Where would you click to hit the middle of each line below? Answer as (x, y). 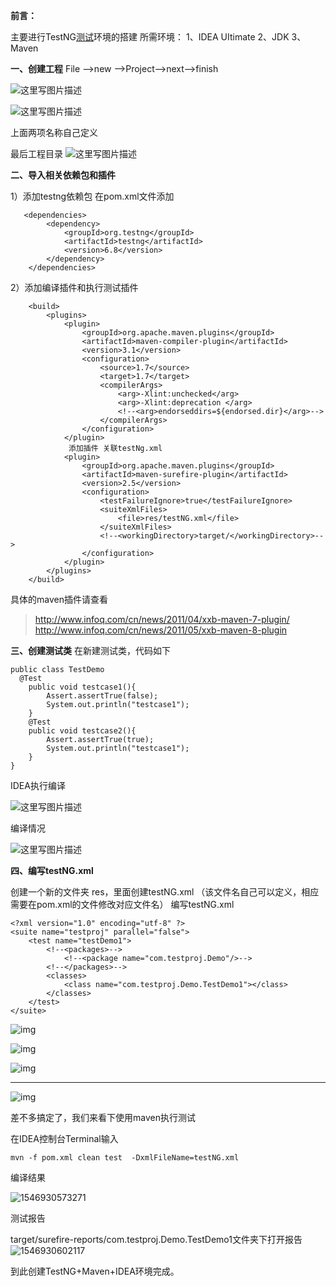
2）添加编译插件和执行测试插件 (74, 287)
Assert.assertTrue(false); (102, 696)
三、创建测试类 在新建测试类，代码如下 (90, 650)
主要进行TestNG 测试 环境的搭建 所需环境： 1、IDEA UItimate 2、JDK (150, 37)
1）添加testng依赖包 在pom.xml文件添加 (92, 196)
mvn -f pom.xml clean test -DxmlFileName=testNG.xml (125, 1158)
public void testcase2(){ (82, 731)
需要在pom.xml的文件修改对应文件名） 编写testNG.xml (122, 904)
